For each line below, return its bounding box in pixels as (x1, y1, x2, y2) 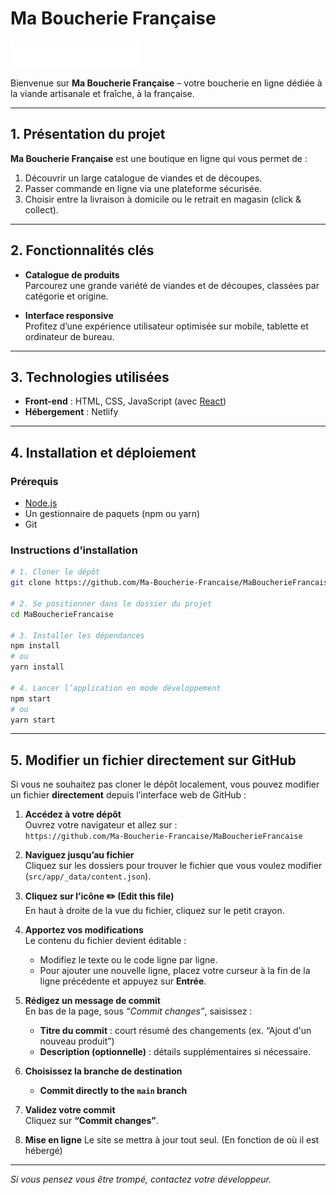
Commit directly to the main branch (39, 1085, 188, 1097)
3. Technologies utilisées (10, 368, 170, 386)
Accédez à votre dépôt (24, 808, 122, 821)
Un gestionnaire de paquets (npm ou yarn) (24, 508, 201, 520)
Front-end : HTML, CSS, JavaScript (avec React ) (24, 395, 227, 407)
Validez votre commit (24, 1104, 116, 1116)
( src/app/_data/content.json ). (24, 870, 152, 882)
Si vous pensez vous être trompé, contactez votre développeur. (10, 1173, 272, 1186)
